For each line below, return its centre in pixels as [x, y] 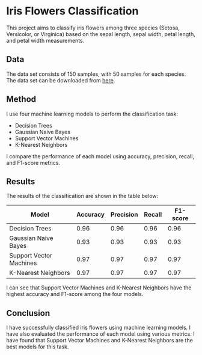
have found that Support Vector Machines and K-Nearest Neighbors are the [100, 341]
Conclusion [28, 313]
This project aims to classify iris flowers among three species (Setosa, [93, 28]
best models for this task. [38, 347]
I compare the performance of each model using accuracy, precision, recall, [100, 156]
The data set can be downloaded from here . [61, 80]
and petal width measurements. [45, 40]
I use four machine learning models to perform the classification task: [92, 114]
